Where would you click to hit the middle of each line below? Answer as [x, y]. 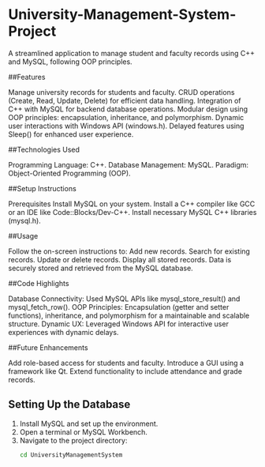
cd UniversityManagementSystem [71, 455]
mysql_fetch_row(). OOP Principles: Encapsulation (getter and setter [119, 307]
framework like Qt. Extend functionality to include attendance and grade [125, 371]
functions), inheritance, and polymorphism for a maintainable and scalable [129, 315]
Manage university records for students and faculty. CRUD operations [121, 92]
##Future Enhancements [48, 347]
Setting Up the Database [69, 405]
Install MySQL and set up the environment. [89, 424]
